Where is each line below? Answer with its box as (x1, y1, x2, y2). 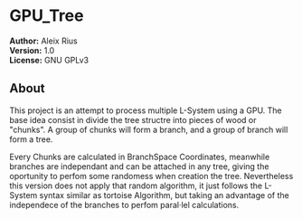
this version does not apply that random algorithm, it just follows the (9, 180, 263, 191)
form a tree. (9, 133, 53, 145)
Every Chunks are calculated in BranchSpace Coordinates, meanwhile (9, 151, 270, 162)
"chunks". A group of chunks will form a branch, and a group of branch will (9, 124, 288, 135)
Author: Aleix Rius (9, 35, 79, 46)
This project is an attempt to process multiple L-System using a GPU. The (9, 105, 282, 116)
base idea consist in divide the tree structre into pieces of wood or (9, 114, 257, 125)
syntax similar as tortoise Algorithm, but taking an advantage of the (39, 189, 289, 200)
